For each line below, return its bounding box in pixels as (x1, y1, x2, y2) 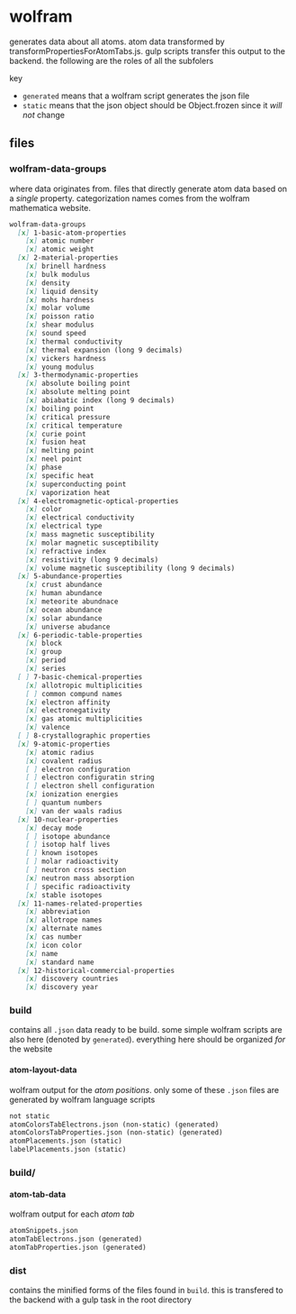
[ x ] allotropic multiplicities (25, 681, 143, 690)
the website (9, 1043, 53, 1054)
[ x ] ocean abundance (25, 605, 103, 614)
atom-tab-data (9, 1189, 67, 1199)
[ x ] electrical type (25, 521, 103, 531)
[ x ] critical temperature (25, 421, 123, 430)
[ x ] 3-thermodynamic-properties (17, 371, 139, 380)
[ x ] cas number (25, 933, 83, 942)
